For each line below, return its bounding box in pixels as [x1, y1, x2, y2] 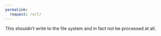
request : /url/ [10, 12, 42, 17]
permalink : [5, 7, 28, 12]
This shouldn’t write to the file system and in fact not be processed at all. [5, 25, 156, 31]
